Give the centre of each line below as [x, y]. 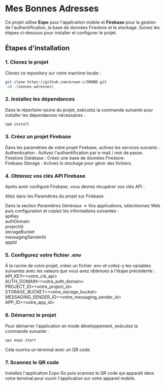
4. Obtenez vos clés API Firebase [45, 176]
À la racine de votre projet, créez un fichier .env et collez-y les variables [78, 266]
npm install [17, 124]
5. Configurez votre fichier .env [43, 255]
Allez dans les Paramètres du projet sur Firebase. [55, 196]
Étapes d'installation [37, 48]
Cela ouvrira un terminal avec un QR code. [48, 350]
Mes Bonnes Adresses [52, 9]
